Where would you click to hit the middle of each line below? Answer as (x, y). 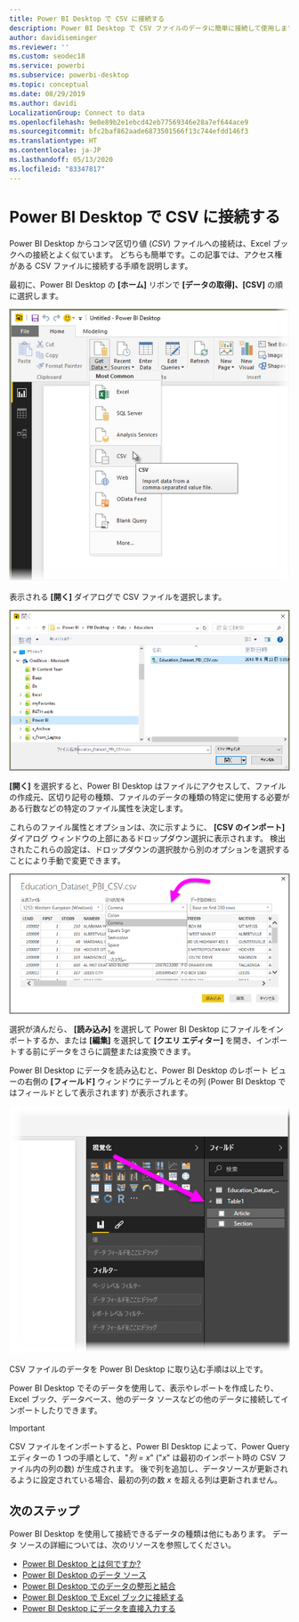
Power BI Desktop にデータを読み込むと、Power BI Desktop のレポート (139, 1070)
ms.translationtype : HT (53, 141)
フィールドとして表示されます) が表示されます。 (105, 1092)
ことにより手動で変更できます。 (68, 861)
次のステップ (44, 1510)
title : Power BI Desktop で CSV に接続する (87, 19)
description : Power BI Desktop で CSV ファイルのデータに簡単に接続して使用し (145, 28)
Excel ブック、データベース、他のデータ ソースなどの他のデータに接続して (145, 1399)
